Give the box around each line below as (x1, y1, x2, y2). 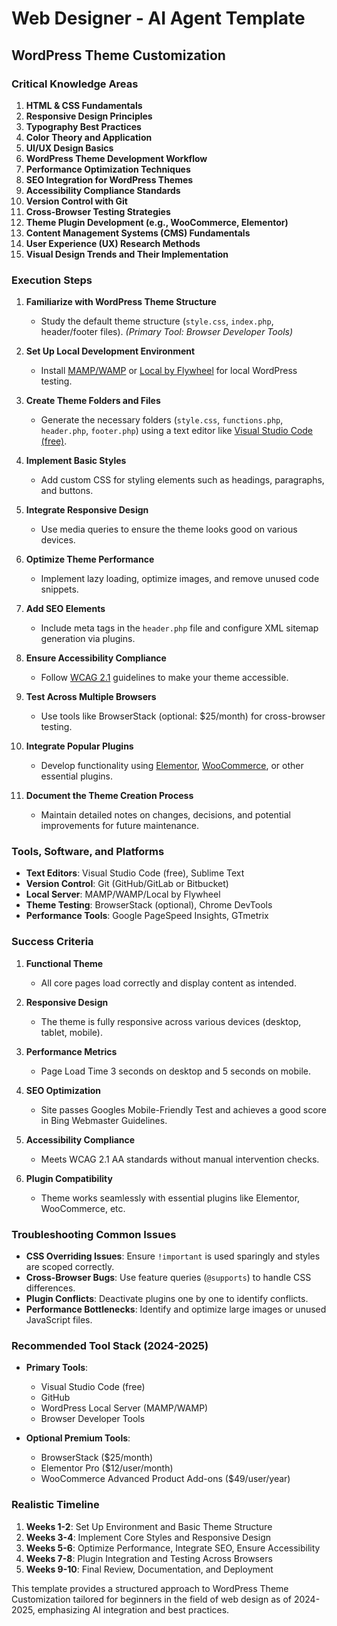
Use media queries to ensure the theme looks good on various (40, 523, 298, 536)
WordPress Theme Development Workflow (25, 152, 208, 164)
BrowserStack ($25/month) (40, 1452, 154, 1464)
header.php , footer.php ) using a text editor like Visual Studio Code (40, 425, 314, 437)
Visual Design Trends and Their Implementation (25, 248, 229, 260)
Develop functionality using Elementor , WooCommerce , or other (40, 760, 304, 772)
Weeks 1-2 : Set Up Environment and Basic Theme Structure (25, 1520, 273, 1532)
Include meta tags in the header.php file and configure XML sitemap (40, 622, 319, 634)
